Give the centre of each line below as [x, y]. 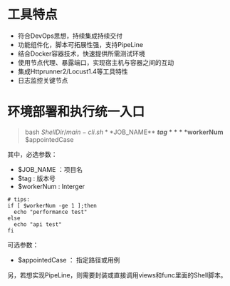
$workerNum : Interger [51, 186]
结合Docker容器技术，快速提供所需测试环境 [82, 53]
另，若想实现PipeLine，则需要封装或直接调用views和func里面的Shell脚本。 [117, 275]
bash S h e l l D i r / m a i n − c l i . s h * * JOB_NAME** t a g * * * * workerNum [124, 132]
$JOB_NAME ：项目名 [50, 169]
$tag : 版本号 [36, 178]
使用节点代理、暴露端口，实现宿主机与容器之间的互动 [96, 62]
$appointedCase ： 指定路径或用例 [69, 260]
